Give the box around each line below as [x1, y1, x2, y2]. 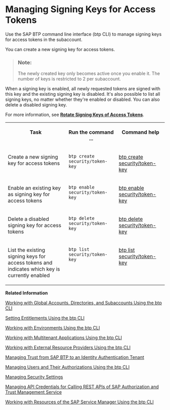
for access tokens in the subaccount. [5, 36, 82, 43]
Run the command [68, 129, 114, 136]
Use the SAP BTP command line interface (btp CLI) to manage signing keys [5, 31, 162, 37]
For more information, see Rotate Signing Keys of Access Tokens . [5, 111, 144, 118]
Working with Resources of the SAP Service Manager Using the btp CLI [5, 399, 154, 405]
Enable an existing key [8, 184, 61, 192]
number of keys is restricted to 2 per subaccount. [17, 76, 121, 82]
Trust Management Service [5, 389, 62, 395]
